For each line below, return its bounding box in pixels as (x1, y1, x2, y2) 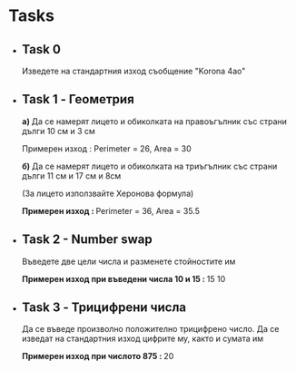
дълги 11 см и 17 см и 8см (21, 170, 122, 181)
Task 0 (21, 42, 61, 57)
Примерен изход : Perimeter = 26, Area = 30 (21, 142, 192, 154)
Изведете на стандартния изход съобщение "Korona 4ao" (21, 65, 246, 76)
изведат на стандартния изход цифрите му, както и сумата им (21, 333, 264, 345)
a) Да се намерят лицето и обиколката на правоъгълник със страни (21, 115, 288, 127)
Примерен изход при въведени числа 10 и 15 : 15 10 (21, 273, 226, 284)
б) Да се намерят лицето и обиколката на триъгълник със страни (21, 161, 278, 171)
